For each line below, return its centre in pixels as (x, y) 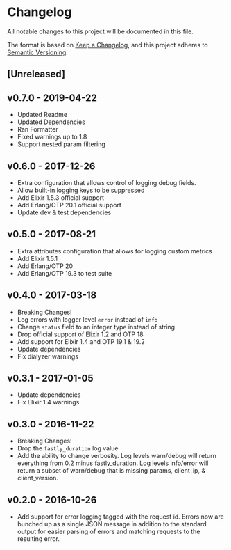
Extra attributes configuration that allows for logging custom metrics (115, 251)
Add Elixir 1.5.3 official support (61, 197)
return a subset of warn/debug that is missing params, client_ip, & (111, 471)
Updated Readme (42, 115)
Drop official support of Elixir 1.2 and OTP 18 (80, 334)
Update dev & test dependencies (64, 212)
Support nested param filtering (61, 144)
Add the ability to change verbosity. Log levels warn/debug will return (117, 456)
